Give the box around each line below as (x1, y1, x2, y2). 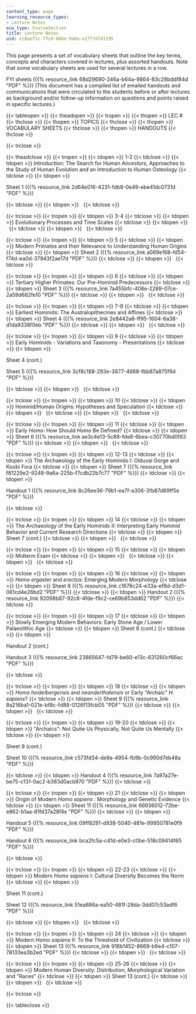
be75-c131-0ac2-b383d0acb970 (6, 778, 85, 785)
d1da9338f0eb (6, 321, 42, 328)
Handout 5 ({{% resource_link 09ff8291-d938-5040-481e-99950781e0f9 (6, 819, 183, 826)
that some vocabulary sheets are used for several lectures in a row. (6, 65, 168, 71)
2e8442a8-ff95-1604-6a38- (109, 315, 178, 322)
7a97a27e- (153, 772, 180, 779)
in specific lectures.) (6, 101, 56, 107)
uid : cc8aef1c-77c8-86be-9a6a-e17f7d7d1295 (6, 36, 114, 42)
